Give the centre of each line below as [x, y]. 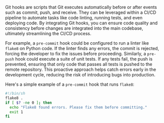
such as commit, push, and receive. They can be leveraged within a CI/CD [81, 12]
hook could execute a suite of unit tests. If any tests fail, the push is [84, 59]
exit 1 [16, 112]
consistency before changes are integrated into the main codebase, [74, 28]
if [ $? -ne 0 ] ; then [28, 103]
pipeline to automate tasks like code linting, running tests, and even [74, 18]
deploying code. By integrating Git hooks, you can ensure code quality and [81, 23]
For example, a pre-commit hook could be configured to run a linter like [77, 43]
